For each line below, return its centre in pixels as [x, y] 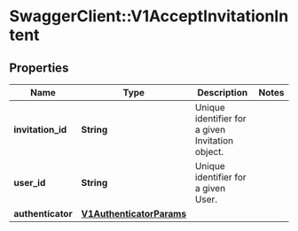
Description [223, 92]
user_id [30, 183]
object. [209, 152]
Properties [39, 68]
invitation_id [40, 130]
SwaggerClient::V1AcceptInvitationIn [149, 16]
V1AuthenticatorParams [134, 214]
